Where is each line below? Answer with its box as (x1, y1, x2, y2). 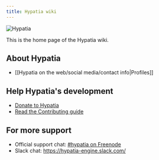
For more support (6, 125, 72, 135)
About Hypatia (6, 54, 61, 64)
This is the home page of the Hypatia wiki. (6, 36, 109, 43)
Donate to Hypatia (14, 102, 59, 109)
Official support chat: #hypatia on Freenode (14, 141, 121, 148)
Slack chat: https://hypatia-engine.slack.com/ (14, 147, 126, 154)
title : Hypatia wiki (6, 8, 57, 15)
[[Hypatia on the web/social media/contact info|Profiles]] (14, 69, 154, 76)
